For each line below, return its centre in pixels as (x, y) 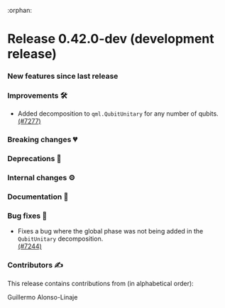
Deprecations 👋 (34, 159)
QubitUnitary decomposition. (60, 239)
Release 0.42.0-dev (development (111, 39)
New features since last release (63, 76)
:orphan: (20, 10)
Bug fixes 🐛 (27, 216)
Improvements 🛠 (37, 96)
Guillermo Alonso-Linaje (43, 297)
